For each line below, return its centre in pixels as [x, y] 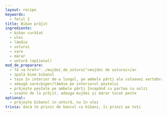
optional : [15, 98]
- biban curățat [26, 33]
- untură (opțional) [31, 61]
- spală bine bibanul [32, 75]
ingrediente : [19, 28]
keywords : [15, 14]
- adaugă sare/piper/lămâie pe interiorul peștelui [64, 84]
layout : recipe [21, 10]
